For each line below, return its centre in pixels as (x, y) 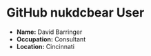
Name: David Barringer (49, 32)
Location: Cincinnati (46, 46)
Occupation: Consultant (51, 39)
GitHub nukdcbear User (75, 13)
